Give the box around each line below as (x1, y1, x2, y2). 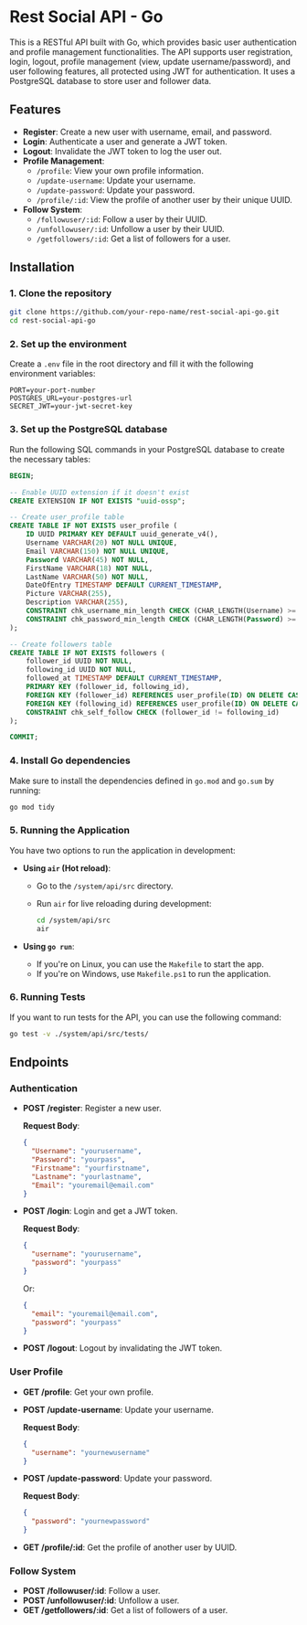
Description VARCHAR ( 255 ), (26, 598, 129, 607)
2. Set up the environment (9, 338, 127, 351)
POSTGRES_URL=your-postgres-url (9, 394, 132, 403)
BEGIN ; (9, 471, 35, 481)
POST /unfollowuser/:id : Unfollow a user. (22, 1595, 180, 1606)
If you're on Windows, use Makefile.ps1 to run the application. (36, 968, 271, 979)
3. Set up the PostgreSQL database (9, 423, 168, 436)
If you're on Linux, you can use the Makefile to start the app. (36, 958, 265, 970)
